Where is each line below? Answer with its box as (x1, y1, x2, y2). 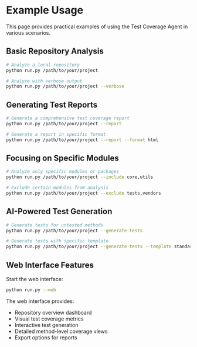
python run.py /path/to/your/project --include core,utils (6, 174, 154, 180)
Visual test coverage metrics (14, 315, 84, 322)
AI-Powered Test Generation (6, 206, 113, 216)
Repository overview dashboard (14, 309, 92, 316)
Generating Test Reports (6, 99, 98, 109)
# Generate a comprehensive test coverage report (6, 115, 130, 121)
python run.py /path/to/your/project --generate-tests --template (6, 243, 172, 250)
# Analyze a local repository (6, 62, 80, 68)
